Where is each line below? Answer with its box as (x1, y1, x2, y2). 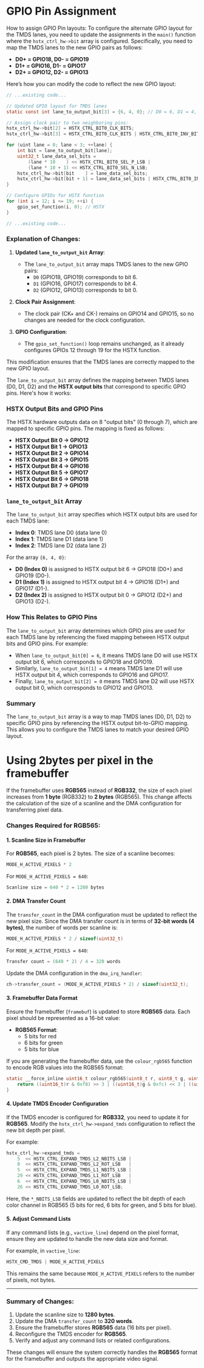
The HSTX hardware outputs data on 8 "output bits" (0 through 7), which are (6, 418, 198, 426)
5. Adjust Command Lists (6, 1215, 71, 1223)
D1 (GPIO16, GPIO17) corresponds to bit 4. (33, 280, 138, 287)
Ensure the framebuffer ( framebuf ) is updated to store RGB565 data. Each (6, 1008, 191, 1015)
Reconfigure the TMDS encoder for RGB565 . (15, 1330, 127, 1338)
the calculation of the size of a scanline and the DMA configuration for (6, 799, 182, 807)
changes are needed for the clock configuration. (24, 316, 146, 324)
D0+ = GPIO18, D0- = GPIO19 (15, 55, 89, 63)
